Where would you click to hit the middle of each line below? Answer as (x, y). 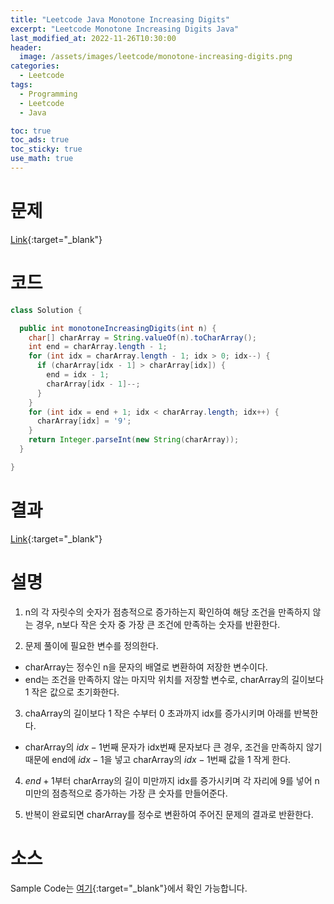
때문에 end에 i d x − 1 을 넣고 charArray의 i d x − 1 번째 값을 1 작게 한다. (158, 759)
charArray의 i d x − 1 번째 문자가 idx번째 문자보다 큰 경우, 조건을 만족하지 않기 (173, 747)
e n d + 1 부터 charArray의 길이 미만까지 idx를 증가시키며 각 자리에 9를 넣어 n (172, 780)
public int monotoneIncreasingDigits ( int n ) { (118, 328)
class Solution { (46, 310)
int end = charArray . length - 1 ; (98, 347)
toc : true (31, 131)
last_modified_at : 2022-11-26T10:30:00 (93, 38)
